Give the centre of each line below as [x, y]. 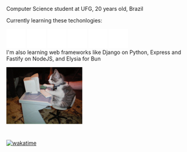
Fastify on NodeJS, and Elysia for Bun [54, 59]
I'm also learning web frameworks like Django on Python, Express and [94, 52]
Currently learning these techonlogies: [54, 20]
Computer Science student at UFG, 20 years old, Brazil [75, 9]
